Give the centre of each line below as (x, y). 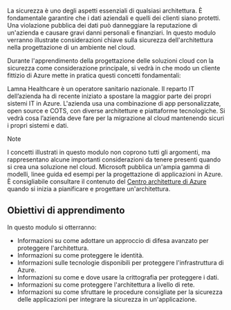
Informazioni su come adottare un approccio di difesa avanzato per (113, 240)
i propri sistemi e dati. (38, 125)
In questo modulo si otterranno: (52, 227)
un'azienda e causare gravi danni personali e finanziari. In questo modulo (112, 32)
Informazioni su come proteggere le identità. (80, 255)
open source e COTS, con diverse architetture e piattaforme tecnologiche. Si (116, 111)
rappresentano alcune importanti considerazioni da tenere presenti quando (114, 159)
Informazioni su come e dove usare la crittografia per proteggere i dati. (118, 277)
